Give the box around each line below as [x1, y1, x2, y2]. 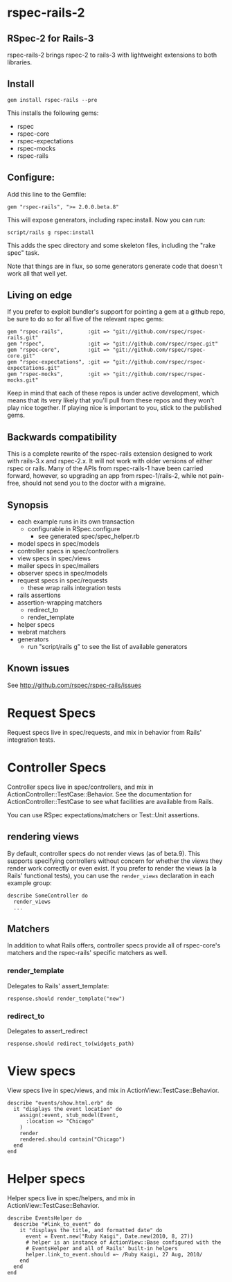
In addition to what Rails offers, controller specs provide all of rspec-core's [7, 941, 221, 950]
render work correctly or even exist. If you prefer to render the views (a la [7, 864, 217, 872]
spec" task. [7, 248, 39, 257]
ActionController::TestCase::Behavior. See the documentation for [7, 790, 192, 798]
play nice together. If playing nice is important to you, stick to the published [7, 404, 222, 412]
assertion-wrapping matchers [17, 598, 102, 607]
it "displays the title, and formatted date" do [19, 1227, 163, 1234]
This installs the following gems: [7, 109, 99, 117]
